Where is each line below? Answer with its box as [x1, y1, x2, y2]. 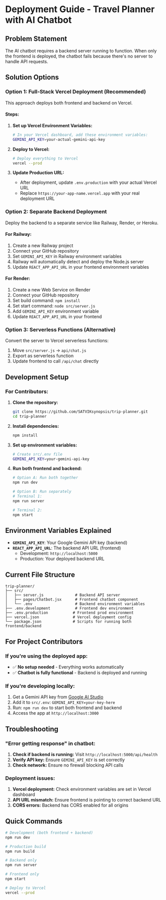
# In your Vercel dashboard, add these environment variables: [12, 132, 148, 137]
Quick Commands [5, 817, 63, 825]
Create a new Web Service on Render [12, 287, 91, 293]
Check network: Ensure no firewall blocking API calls [12, 762, 123, 768]
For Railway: [5, 231, 32, 237]
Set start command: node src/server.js [12, 303, 96, 309]
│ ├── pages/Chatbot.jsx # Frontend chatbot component [5, 597, 138, 602]
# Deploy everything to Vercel [12, 156, 78, 161]
